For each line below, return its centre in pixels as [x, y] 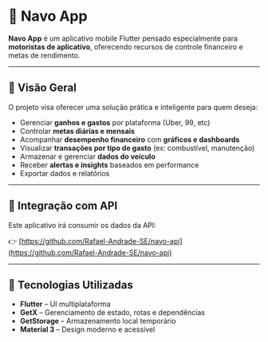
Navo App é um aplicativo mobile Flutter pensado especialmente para [123, 38]
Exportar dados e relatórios [65, 173]
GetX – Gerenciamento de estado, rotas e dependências [112, 313]
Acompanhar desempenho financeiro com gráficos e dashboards [130, 140]
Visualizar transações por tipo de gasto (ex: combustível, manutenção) [137, 147]
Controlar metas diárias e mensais [77, 131]
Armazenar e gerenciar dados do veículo [87, 156]
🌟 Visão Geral [43, 88]
